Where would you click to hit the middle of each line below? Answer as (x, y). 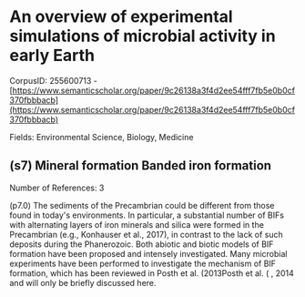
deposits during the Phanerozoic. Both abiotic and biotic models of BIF (142, 244)
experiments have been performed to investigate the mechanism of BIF (142, 263)
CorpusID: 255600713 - (54, 80)
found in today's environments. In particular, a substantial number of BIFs (147, 215)
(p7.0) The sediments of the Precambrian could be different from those (142, 205)
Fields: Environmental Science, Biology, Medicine (102, 137)
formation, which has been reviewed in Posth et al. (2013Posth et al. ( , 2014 (152, 273)
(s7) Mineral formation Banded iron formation (140, 166)
